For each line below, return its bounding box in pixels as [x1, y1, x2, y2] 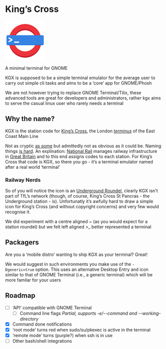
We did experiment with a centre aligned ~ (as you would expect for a [5, 219, 148, 225]
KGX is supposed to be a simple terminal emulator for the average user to [5, 75, 156, 81]
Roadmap [5, 291, 36, 300]
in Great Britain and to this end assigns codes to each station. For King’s [5, 153, 153, 159]
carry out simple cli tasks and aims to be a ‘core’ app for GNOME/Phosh [5, 80, 152, 86]
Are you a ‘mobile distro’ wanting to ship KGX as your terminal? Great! [5, 251, 148, 257]
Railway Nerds [5, 176, 41, 183]
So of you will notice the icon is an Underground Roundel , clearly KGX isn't [5, 188, 158, 194]
